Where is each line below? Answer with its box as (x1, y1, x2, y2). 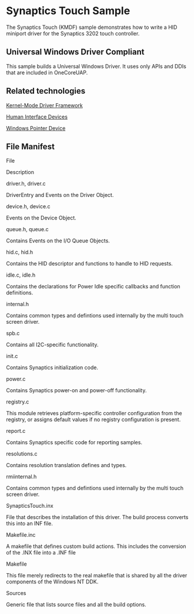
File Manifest (6, 142, 55, 152)
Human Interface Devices (6, 113, 68, 120)
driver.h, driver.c (6, 180, 46, 187)
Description (6, 169, 34, 176)
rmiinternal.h (6, 473, 37, 480)
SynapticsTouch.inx (6, 503, 54, 510)
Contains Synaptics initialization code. (6, 364, 99, 371)
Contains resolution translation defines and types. (6, 462, 127, 469)
